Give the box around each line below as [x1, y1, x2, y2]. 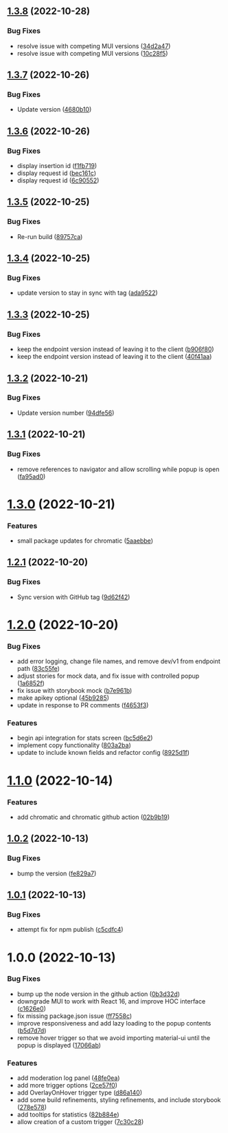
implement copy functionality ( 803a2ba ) [16, 741, 132, 749]
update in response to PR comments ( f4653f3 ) [16, 701, 149, 709]
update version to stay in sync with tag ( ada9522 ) [16, 289, 158, 297]
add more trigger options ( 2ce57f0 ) [16, 1081, 118, 1090]
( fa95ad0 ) [16, 472, 46, 481]
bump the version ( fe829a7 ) [16, 869, 97, 877]
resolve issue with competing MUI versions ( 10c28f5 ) [16, 49, 168, 57]
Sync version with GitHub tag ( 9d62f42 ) [16, 592, 130, 601]
